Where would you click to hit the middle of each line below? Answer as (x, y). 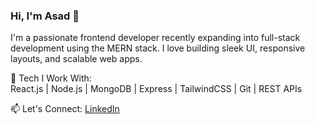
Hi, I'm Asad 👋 (45, 16)
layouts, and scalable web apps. (76, 59)
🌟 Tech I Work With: (51, 78)
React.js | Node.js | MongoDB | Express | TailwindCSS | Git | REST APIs (156, 89)
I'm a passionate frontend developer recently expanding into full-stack (155, 38)
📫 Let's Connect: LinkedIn (65, 109)
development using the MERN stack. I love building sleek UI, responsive (158, 48)
